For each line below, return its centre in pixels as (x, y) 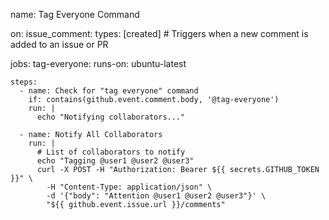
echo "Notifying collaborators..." (111, 117)
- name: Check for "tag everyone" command (109, 91)
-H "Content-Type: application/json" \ (129, 187)
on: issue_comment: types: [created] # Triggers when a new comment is (159, 33)
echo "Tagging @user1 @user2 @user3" (115, 161)
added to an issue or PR (59, 44)
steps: (24, 82)
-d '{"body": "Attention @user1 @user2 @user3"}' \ (156, 196)
